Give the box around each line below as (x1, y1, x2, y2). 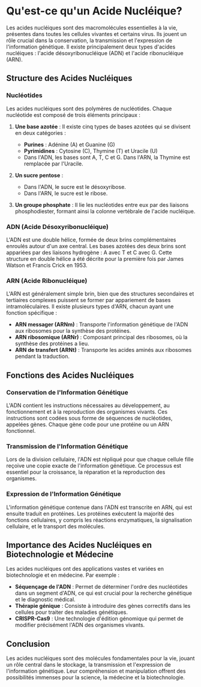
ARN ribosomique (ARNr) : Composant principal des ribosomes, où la (14, 334, 188, 341)
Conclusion (6, 638, 50, 649)
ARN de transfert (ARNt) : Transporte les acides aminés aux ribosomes (14, 346, 192, 354)
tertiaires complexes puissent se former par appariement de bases (6, 297, 171, 304)
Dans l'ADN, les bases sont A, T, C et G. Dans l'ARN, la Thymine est (23, 153, 190, 161)
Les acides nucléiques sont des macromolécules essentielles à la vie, (6, 24, 178, 31)
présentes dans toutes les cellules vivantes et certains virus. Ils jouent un (6, 30, 187, 37)
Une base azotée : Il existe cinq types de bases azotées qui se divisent (14, 123, 191, 130)
